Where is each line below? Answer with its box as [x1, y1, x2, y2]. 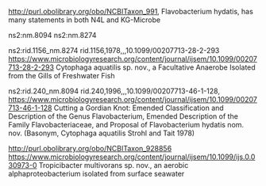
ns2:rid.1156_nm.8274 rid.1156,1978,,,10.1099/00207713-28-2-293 [8, 46, 220, 55]
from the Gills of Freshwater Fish [8, 71, 115, 80]
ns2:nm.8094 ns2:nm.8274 [8, 31, 97, 40]
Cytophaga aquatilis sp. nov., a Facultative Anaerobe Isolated [55, 63, 256, 72]
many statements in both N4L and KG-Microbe [8, 15, 161, 25]
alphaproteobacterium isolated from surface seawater [8, 169, 185, 178]
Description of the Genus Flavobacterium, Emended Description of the [8, 112, 238, 121]
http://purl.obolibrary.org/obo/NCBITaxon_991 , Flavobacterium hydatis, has [8, 7, 254, 16]
